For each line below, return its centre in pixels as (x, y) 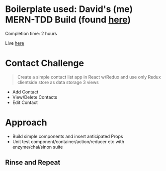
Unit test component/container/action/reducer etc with (68, 141)
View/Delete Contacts (35, 97)
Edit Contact (25, 102)
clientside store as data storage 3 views (58, 82)
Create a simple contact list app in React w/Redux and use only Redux (89, 77)
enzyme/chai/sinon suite (38, 147)
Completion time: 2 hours (31, 33)
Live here (15, 43)
